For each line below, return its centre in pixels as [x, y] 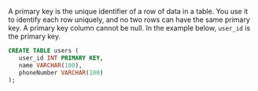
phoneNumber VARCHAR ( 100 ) [61, 73]
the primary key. [35, 36]
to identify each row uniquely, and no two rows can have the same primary [129, 20]
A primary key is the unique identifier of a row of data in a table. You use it [128, 11]
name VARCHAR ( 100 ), [50, 65]
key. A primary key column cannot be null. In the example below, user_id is [129, 28]
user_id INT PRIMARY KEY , [61, 58]
